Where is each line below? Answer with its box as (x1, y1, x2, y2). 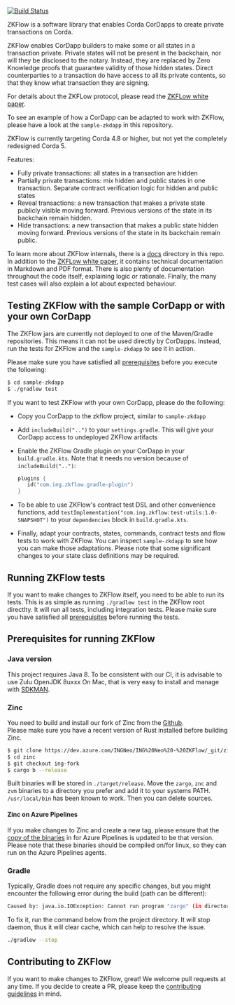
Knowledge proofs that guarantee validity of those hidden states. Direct (7, 64, 213, 72)
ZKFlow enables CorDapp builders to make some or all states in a (7, 41, 196, 49)
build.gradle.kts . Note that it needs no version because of (17, 453, 189, 462)
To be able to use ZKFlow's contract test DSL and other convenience (17, 500, 216, 509)
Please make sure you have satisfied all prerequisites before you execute (7, 358, 218, 366)
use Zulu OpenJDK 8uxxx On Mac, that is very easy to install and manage (7, 677, 219, 686)
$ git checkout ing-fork (7, 760, 80, 767)
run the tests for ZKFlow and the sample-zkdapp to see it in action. (7, 344, 196, 352)
